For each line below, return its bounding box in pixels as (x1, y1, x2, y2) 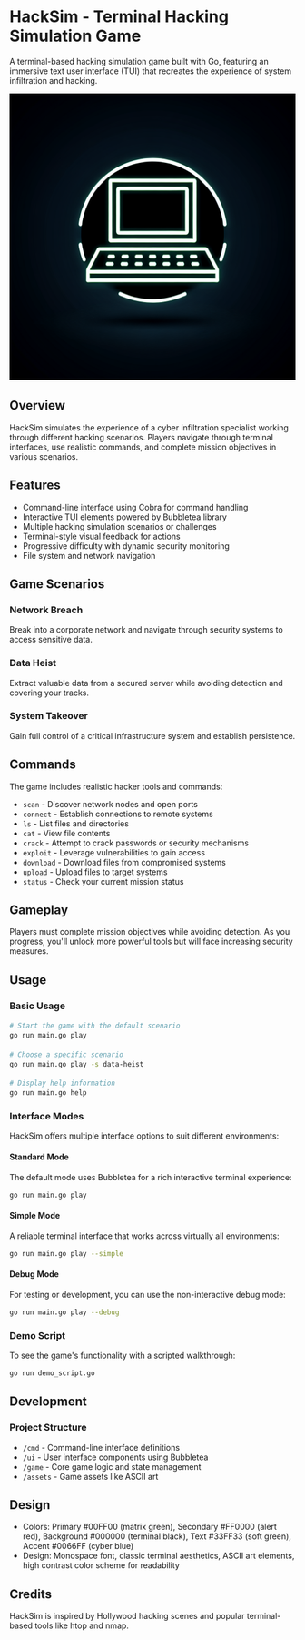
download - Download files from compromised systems (22, 856, 227, 867)
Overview (9, 398, 66, 413)
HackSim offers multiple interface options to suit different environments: (9, 1130, 280, 1141)
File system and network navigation (22, 550, 156, 561)
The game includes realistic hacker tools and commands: (9, 781, 223, 792)
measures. (9, 946, 49, 957)
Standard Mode (9, 1151, 70, 1162)
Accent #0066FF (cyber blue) (22, 1541, 134, 1552)
